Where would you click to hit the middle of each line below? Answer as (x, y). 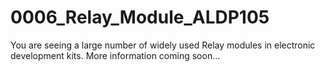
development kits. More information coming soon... (115, 55)
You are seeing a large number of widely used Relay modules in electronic (163, 45)
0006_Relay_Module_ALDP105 (140, 17)
